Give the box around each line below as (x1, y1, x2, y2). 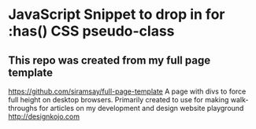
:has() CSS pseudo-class (8, 22, 175, 40)
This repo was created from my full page (8, 53, 211, 67)
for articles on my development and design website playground (39, 104, 244, 112)
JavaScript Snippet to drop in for (8, 6, 225, 24)
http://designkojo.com (8, 112, 80, 121)
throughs (8, 104, 38, 112)
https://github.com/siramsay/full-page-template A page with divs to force (8, 87, 247, 96)
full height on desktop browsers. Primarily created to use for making (8, 95, 229, 104)
